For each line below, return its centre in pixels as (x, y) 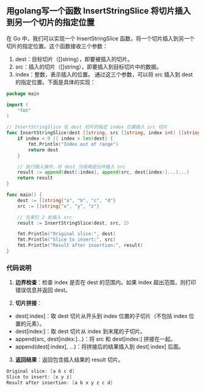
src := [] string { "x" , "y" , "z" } (58, 206)
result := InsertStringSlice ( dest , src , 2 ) (74, 223)
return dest (44, 150)
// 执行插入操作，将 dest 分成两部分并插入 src (71, 167)
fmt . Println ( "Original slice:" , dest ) (67, 234)
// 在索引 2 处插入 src (45, 217)
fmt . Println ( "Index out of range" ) (74, 144)
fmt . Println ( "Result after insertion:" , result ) (80, 246)
